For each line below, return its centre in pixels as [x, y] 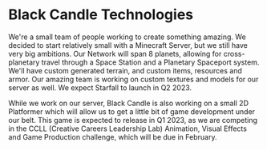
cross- [234, 53]
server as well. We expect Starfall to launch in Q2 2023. [100, 87]
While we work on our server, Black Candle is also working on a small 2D [128, 103]
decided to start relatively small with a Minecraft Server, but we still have [128, 45]
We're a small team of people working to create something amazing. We [127, 37]
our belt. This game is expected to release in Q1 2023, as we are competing [133, 120]
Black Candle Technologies [101, 15]
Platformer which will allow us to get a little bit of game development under [131, 111]
